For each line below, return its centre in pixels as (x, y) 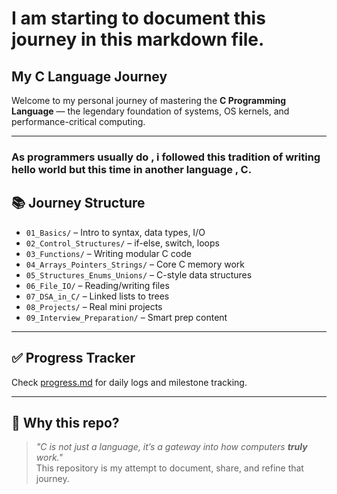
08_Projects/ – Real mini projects (94, 306)
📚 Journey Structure (78, 203)
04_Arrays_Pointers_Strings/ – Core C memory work (135, 264)
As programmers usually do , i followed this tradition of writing (166, 157)
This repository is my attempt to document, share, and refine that (169, 468)
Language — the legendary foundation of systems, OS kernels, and (150, 111)
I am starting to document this (138, 18)
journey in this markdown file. (138, 39)
